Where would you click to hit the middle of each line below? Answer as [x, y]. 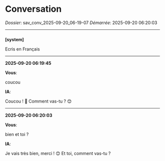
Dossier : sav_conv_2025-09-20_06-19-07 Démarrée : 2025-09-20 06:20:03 [81, 23]
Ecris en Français [23, 49]
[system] [14, 39]
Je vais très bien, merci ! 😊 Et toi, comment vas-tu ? [58, 153]
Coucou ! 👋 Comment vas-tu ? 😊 [39, 101]
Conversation [33, 9]
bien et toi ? [17, 134]
